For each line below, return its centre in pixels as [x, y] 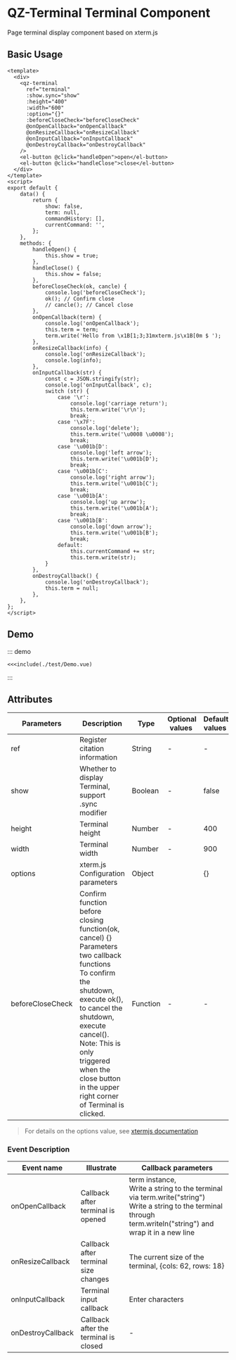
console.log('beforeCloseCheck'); [95, 292]
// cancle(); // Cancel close [89, 305]
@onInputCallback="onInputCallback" [79, 139]
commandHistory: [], [75, 219]
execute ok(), [101, 1000]
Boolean [145, 791]
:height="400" [47, 101]
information [99, 757]
